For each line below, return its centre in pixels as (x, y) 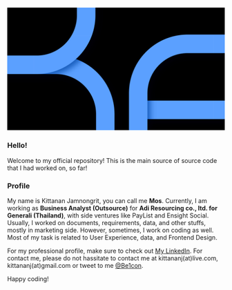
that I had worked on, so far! (47, 168)
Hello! (17, 146)
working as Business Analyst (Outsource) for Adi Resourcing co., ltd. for (112, 209)
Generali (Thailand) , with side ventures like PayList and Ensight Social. (108, 215)
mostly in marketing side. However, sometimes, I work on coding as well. (110, 230)
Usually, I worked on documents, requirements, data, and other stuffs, (106, 223)
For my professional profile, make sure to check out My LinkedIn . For (105, 251)
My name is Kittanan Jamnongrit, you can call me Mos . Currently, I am (107, 201)
